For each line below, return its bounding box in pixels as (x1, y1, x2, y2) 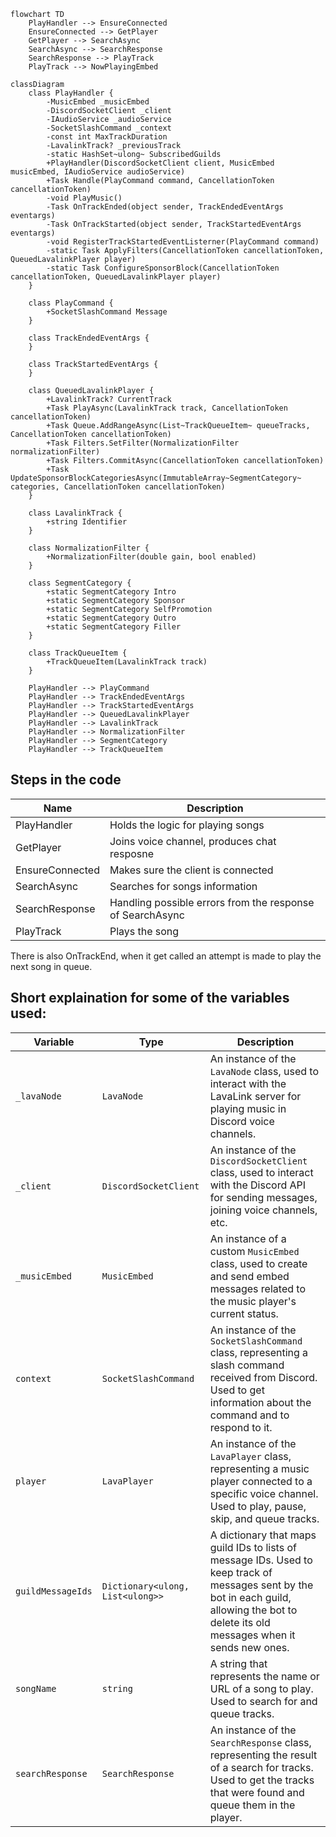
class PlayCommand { (28, 298, 114, 308)
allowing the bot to (209, 1603, 298, 1617)
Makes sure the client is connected (109, 863, 274, 877)
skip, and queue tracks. (209, 1511, 320, 1525)
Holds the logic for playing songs (109, 818, 265, 832)
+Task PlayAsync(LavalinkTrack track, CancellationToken (46, 403, 288, 413)
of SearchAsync (109, 908, 185, 922)
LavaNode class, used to (209, 1064, 320, 1078)
